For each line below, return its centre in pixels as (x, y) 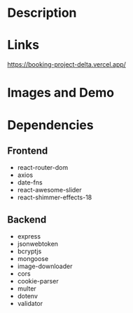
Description (42, 13)
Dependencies (50, 125)
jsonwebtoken (37, 244)
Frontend (28, 151)
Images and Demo (61, 93)
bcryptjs (29, 251)
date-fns (30, 182)
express (29, 237)
